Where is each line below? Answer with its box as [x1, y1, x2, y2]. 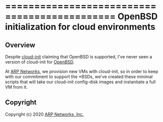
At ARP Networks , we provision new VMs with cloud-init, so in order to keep [5, 69, 159, 74]
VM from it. [5, 84, 28, 90]
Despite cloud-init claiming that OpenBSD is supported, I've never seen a [5, 54, 153, 59]
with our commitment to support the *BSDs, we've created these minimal [5, 74, 153, 79]
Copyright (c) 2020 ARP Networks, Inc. [5, 111, 84, 117]
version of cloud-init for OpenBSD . [5, 59, 75, 65]
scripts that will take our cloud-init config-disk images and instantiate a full [5, 79, 156, 85]
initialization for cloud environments [5, 22, 156, 32]
